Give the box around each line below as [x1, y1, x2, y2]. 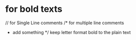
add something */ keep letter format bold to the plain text [12, 29, 131, 35]
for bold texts [5, 3, 62, 15]
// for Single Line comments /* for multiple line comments [5, 20, 124, 26]
